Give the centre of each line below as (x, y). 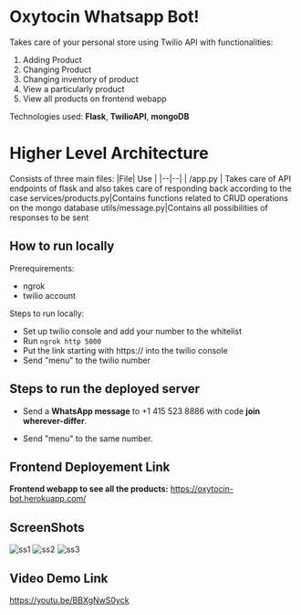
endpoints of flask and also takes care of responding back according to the (150, 188)
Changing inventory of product (80, 79)
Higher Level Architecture (109, 154)
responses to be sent (49, 217)
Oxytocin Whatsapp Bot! (104, 17)
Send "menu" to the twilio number (86, 360)
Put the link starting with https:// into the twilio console (125, 350)
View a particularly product (73, 89)
